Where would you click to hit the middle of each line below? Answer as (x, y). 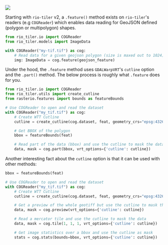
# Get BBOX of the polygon (42, 131)
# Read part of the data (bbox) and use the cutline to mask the (84, 145)
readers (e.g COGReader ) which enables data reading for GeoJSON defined (81, 22)
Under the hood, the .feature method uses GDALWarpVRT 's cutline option (80, 70)
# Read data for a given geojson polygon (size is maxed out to (82, 55)
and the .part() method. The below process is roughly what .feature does (82, 75)
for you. (13, 80)
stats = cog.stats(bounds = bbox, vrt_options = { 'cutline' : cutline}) (86, 237)
